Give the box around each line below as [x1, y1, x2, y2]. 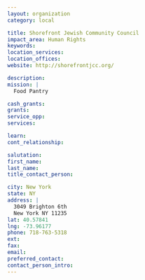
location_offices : [7, 55, 61, 63]
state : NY [7, 190, 36, 197]
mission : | [7, 81, 39, 88]
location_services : [7, 49, 64, 56]
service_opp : [7, 113, 46, 120]
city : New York [7, 183, 52, 191]
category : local [7, 17, 55, 24]
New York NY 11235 [13, 209, 68, 217]
